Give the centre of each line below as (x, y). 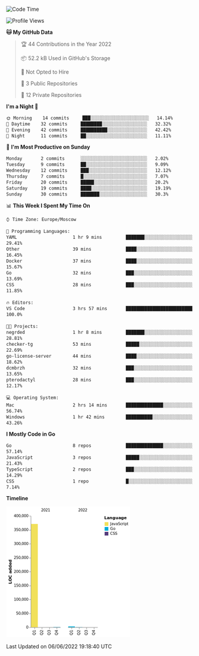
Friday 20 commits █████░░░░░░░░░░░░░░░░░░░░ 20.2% (87, 182)
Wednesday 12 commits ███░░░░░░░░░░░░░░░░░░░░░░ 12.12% (89, 171)
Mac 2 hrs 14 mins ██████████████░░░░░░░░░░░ (99, 405)
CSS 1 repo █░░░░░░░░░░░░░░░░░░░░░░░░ (99, 481)
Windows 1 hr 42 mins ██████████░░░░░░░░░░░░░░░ (99, 417)
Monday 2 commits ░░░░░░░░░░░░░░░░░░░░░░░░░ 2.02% (87, 159)
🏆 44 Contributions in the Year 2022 (66, 44)
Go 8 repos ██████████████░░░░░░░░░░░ (99, 446)
